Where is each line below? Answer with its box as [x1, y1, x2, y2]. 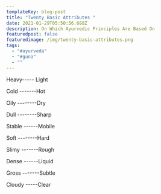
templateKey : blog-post [6, 8, 66, 15]
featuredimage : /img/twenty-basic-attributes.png [6, 37, 134, 43]
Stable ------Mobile [6, 122, 55, 130]
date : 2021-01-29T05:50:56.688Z [6, 20, 87, 26]
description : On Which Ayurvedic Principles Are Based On [6, 25, 155, 32]
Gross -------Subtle [6, 169, 55, 177]
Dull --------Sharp [6, 111, 52, 118]
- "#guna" [11, 54, 36, 60]
